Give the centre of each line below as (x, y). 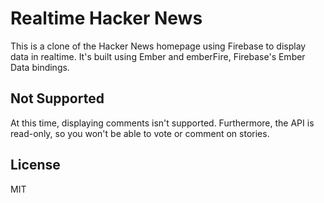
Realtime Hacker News (106, 18)
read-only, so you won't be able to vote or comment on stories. (140, 133)
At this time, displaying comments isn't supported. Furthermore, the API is (162, 123)
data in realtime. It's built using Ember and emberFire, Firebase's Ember (158, 56)
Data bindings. (40, 67)
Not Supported (57, 98)
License (35, 165)
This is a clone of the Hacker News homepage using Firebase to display (158, 46)
